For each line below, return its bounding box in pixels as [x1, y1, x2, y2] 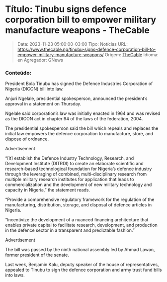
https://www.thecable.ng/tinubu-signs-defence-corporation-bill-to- [17, 46, 156, 52]
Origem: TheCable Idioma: [104, 51, 159, 58]
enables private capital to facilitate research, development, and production [5, 222, 158, 228]
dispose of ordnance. [5, 136, 49, 142]
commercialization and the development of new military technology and [5, 182, 152, 188]
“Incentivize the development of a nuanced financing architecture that [5, 217, 149, 223]
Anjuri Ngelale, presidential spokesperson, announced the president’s [5, 95, 148, 101]
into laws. [5, 272, 25, 278]
